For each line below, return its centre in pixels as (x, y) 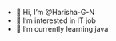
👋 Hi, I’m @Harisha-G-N (55, 12)
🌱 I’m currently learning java (62, 29)
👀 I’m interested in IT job (56, 20)
